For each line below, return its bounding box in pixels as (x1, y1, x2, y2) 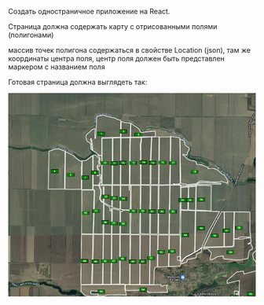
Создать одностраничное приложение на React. (8, 7, 170, 16)
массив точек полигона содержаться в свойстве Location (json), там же (8, 46, 251, 54)
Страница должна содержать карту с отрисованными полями (8, 22, 218, 31)
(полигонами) (8, 31, 54, 39)
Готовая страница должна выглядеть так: (8, 78, 148, 86)
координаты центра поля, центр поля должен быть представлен (8, 54, 225, 63)
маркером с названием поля (8, 62, 105, 72)
